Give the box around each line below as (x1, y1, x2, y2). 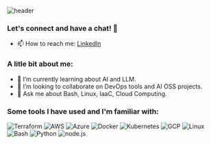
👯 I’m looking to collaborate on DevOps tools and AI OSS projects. (16, 82, 203, 91)
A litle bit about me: (7, 59, 73, 69)
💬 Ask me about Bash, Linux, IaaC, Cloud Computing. (16, 89, 167, 97)
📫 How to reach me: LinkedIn (16, 40, 101, 48)
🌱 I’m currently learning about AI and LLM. (16, 75, 136, 83)
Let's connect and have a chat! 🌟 (7, 23, 118, 33)
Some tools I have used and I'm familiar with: (7, 106, 159, 116)
